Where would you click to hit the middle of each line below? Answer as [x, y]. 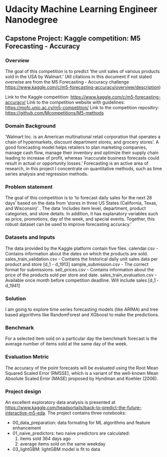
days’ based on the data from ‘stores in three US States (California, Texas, [81, 203]
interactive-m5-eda [25, 413]
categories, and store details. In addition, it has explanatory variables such [82, 214]
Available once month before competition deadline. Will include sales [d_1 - [82, 280]
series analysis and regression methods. [47, 174]
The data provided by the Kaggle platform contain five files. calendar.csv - [82, 248]
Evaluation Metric [27, 357]
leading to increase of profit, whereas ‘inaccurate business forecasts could [82, 158]
